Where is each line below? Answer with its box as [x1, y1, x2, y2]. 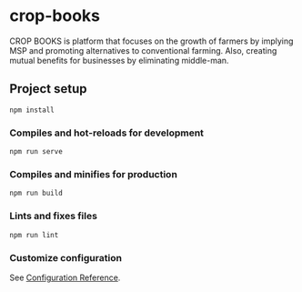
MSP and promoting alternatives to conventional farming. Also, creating [9, 45, 277, 55]
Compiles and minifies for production [9, 167, 177, 180]
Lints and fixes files [9, 210, 98, 223]
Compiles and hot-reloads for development [9, 126, 205, 139]
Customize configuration [9, 251, 123, 264]
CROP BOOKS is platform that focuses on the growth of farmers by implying [9, 35, 294, 46]
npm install [9, 106, 55, 115]
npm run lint [9, 230, 59, 239]
